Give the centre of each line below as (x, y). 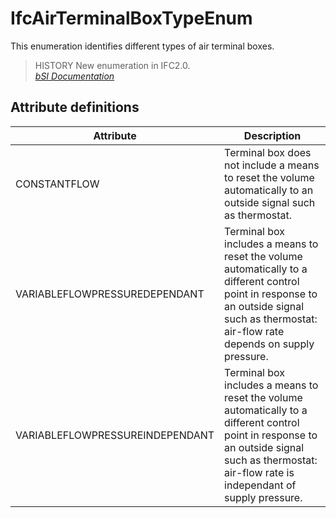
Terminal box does (268, 152)
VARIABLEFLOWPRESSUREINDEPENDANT (115, 435)
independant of (260, 485)
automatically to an (269, 190)
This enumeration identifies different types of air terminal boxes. (142, 46)
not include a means (272, 165)
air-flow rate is (259, 472)
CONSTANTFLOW (57, 184)
